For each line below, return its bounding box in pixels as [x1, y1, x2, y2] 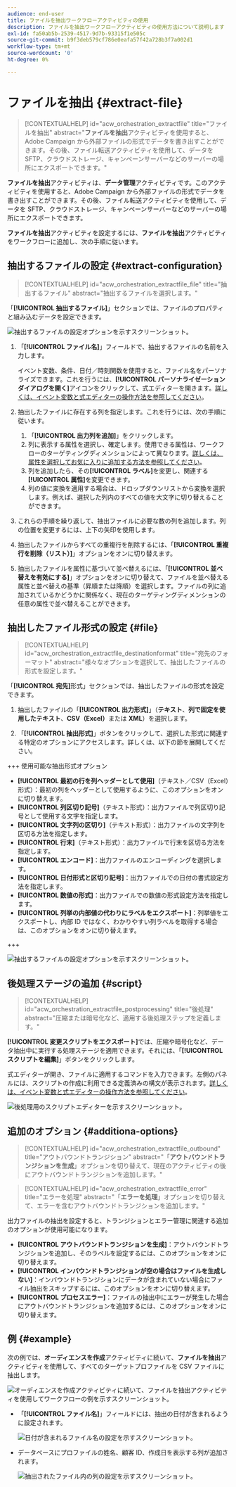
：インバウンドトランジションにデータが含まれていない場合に [32, 1275, 211, 1284]
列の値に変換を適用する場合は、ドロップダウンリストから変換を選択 [27, 483, 225, 493]
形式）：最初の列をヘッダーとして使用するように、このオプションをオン [17, 785, 223, 794]
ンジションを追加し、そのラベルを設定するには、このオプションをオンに [17, 1248, 227, 1257]
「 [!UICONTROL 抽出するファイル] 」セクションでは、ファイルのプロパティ [7, 303, 225, 312]
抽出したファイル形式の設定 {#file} [7, 621, 159, 633]
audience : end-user [7, 10, 65, 18]
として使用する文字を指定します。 [23, 812, 122, 821]
